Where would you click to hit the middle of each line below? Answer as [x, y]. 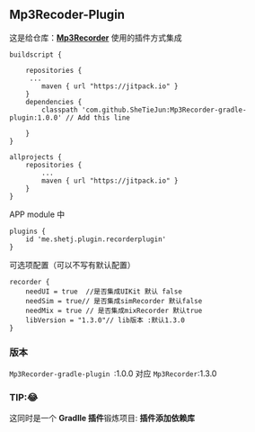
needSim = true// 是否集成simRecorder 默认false [114, 301]
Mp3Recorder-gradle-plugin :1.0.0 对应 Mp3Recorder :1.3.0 [113, 373]
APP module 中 [37, 214]
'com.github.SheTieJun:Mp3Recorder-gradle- [164, 110]
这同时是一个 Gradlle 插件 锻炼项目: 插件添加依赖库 [102, 418]
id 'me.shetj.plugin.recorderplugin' [96, 239]
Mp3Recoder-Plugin [67, 15]
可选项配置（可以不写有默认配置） [72, 265]
